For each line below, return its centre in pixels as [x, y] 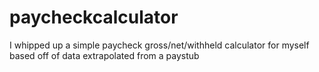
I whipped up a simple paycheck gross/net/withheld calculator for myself [159, 45]
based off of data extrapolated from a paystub [104, 55]
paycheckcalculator [94, 17]
